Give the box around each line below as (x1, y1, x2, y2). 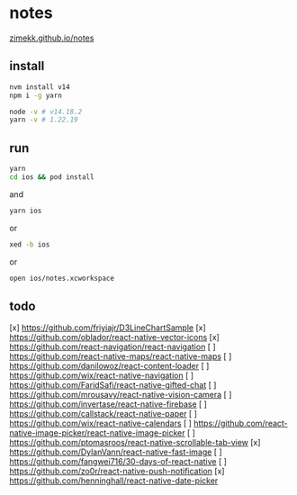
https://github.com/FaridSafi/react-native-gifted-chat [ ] (9, 380, 217, 391)
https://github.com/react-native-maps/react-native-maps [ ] (9, 351, 232, 362)
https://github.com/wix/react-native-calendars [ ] (9, 418, 192, 429)
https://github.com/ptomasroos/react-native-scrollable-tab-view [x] (9, 437, 261, 448)
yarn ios (9, 206, 42, 215)
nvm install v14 (9, 82, 70, 92)
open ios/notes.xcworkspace (9, 274, 115, 283)
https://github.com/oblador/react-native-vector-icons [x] (9, 332, 220, 343)
